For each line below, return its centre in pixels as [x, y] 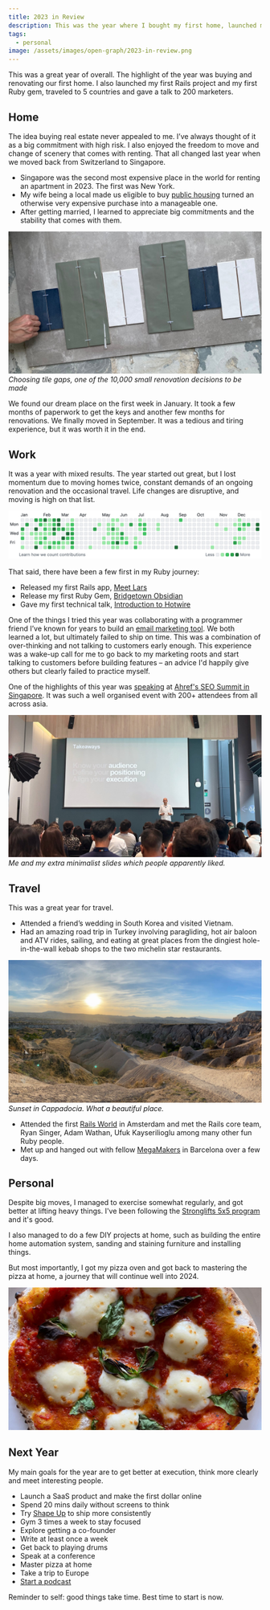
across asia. [28, 704]
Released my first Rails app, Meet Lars [83, 587]
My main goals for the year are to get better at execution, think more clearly [133, 1472]
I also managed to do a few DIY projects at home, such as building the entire [135, 1235]
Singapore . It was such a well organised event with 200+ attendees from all [133, 695]
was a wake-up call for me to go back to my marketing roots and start [124, 654]
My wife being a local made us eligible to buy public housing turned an [137, 194]
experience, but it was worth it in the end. [77, 429]
